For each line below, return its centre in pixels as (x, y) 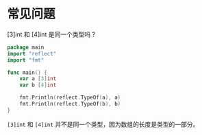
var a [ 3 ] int (38, 79)
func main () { (27, 73)
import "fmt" (26, 60)
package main (26, 47)
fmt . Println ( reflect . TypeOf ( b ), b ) (70, 104)
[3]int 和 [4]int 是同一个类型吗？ (52, 34)
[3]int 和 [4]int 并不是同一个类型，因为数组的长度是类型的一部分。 (103, 124)
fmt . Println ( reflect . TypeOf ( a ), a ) (70, 98)
